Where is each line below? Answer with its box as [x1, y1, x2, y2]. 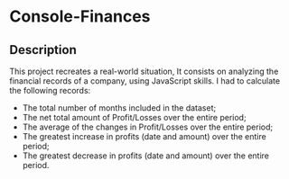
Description [9, 42, 77, 58]
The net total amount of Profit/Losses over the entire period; [22, 112, 247, 122]
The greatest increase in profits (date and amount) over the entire [22, 131, 266, 141]
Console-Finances [9, 6, 151, 27]
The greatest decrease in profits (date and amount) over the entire [22, 150, 269, 161]
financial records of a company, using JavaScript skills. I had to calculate [9, 76, 281, 86]
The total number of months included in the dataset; [22, 103, 217, 113]
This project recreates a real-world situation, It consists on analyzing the [9, 66, 279, 76]
